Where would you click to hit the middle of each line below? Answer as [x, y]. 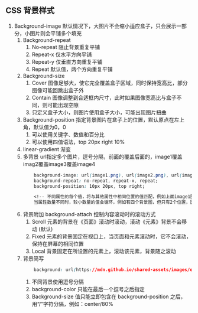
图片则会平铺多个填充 [56, 33]
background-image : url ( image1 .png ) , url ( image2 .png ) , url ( [108, 175]
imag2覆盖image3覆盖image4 [59, 164]
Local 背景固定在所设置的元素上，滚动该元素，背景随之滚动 [104, 251]
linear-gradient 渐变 [47, 149]
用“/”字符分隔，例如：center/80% [72, 304]
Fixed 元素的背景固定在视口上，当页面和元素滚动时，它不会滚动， [112, 237]
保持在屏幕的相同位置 [58, 244]
